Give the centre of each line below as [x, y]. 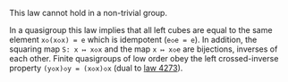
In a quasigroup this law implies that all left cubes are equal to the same [141, 30]
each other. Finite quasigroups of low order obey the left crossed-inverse [144, 58]
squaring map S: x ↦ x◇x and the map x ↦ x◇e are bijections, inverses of [144, 49]
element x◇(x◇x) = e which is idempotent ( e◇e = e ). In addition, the [133, 40]
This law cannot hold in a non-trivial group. [89, 13]
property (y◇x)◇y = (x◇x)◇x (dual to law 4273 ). [96, 68]
